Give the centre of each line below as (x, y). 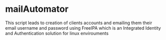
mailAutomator (37, 9)
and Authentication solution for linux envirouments (57, 33)
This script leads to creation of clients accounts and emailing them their (79, 23)
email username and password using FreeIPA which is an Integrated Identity (83, 28)
